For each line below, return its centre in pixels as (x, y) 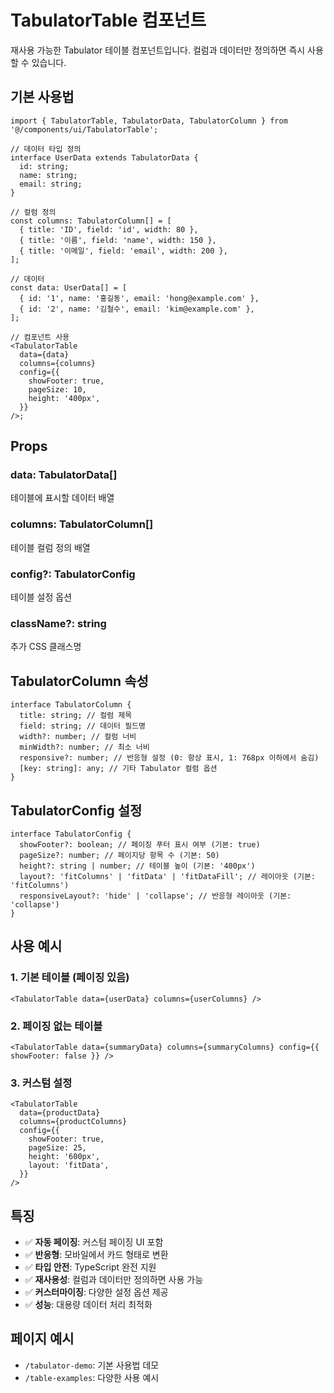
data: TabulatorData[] (64, 475)
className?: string (58, 623)
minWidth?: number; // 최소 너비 (84, 747)
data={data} (44, 354)
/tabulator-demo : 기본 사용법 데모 (92, 1365)
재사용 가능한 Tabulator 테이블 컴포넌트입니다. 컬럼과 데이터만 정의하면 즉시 (158, 50)
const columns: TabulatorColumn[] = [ (91, 221)
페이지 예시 (42, 1339)
